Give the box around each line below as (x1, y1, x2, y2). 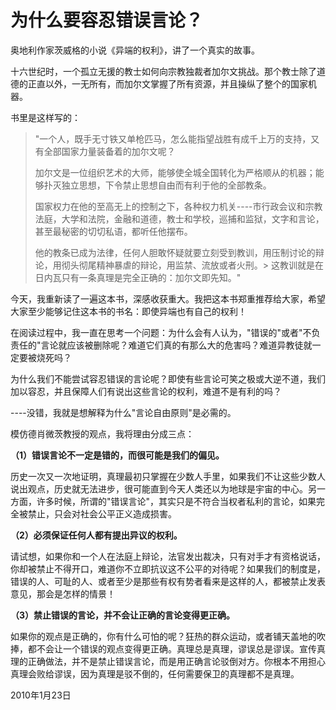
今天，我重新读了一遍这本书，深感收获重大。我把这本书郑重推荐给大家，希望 (10, 292, 326, 305)
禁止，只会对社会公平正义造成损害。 (27, 507, 177, 520)
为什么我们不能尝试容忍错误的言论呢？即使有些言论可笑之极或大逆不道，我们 (10, 372, 326, 385)
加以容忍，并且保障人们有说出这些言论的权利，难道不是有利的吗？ (10, 385, 282, 397)
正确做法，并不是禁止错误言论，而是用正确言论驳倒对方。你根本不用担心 (27, 655, 326, 667)
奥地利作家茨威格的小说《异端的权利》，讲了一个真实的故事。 (10, 44, 260, 56)
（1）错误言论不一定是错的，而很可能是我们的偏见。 (10, 449, 225, 461)
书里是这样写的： (10, 111, 81, 123)
